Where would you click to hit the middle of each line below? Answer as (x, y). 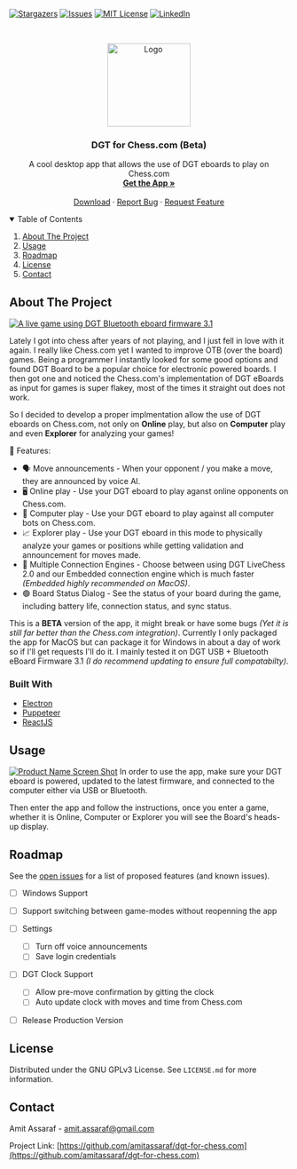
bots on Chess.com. (59, 523)
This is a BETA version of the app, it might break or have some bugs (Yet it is (149, 624)
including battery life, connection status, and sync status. (127, 606)
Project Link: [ (35, 1146)
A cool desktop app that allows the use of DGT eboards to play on (149, 164)
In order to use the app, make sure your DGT (201, 772)
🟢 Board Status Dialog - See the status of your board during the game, (152, 593)
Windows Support (55, 894)
